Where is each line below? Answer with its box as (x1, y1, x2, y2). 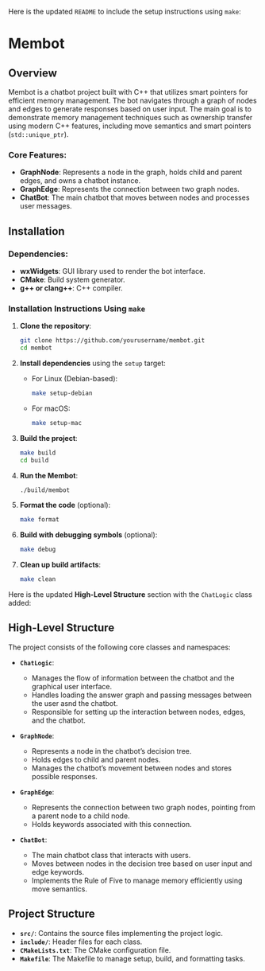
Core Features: (8, 149, 67, 160)
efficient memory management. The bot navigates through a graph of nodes (8, 96, 257, 105)
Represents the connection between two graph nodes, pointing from (31, 802, 255, 812)
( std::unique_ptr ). (8, 130, 69, 138)
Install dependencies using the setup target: (19, 358, 167, 369)
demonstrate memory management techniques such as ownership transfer (8, 113, 253, 122)
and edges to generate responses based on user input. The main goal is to (8, 104, 252, 114)
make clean (19, 575, 56, 583)
